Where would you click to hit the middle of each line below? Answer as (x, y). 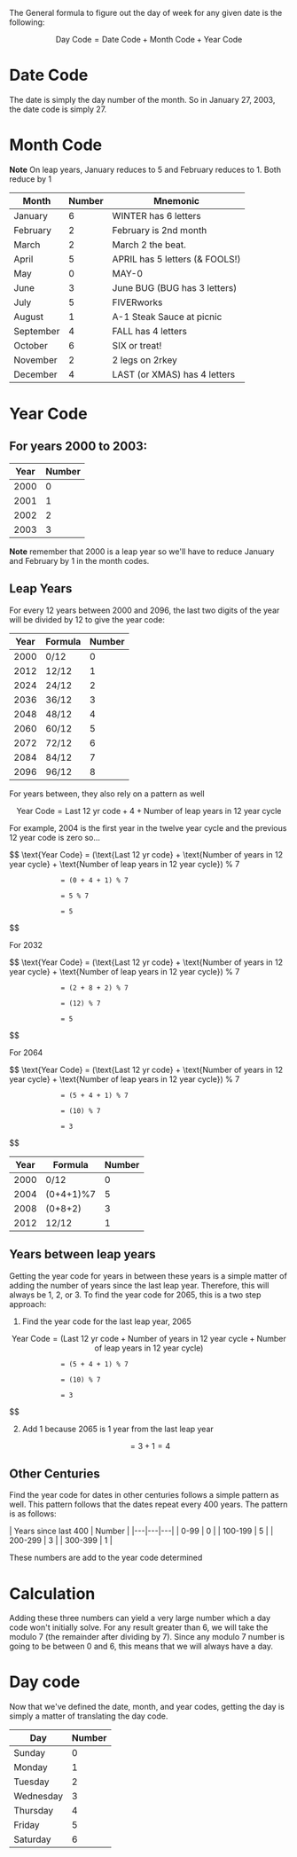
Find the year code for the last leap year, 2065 (107, 1321)
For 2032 (26, 944)
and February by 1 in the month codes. (79, 560)
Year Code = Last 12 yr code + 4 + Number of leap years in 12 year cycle (149, 811)
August (29, 317)
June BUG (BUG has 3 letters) (175, 287)
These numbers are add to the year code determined (106, 1558)
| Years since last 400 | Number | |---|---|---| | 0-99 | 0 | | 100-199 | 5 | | (141, 1531)
